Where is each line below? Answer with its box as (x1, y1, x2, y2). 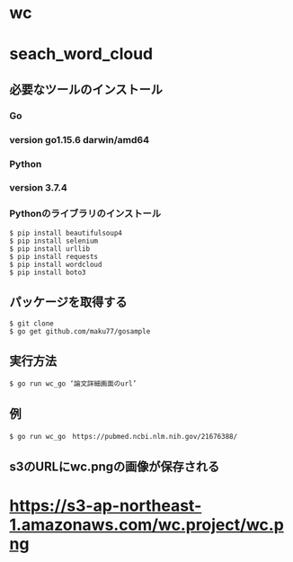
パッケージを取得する (9, 295, 128, 310)
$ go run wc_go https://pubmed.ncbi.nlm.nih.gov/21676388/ (9, 433, 238, 442)
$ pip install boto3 (9, 268, 87, 277)
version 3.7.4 (9, 182, 67, 194)
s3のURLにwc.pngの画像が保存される (9, 459, 220, 474)
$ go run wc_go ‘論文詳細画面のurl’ (9, 379, 138, 388)
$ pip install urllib (9, 244, 91, 254)
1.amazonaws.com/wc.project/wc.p (9, 514, 285, 535)
